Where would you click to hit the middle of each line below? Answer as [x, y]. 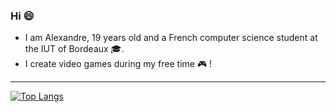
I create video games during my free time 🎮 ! [118, 64]
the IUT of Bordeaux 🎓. [74, 49]
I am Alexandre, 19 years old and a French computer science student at [171, 38]
